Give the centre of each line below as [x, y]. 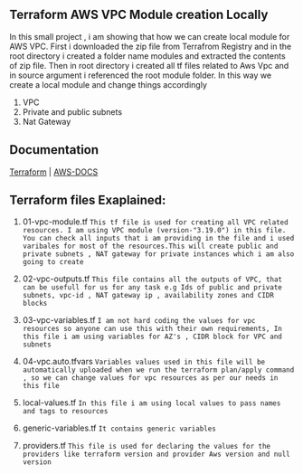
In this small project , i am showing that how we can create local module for [150, 36]
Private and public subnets [72, 111]
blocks [35, 303]
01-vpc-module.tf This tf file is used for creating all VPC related [155, 222]
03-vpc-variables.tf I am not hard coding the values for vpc [139, 320]
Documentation [54, 150]
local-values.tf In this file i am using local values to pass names [151, 403]
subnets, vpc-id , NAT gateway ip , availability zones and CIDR [148, 296]
